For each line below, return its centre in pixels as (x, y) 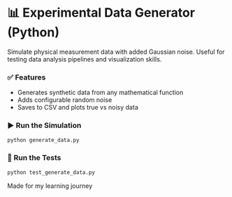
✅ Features (27, 77)
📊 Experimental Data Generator (101, 13)
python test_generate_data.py (51, 172)
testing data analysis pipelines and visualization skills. (85, 59)
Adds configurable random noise (65, 100)
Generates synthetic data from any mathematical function (100, 93)
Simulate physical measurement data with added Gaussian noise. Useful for (116, 52)
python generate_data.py (43, 140)
